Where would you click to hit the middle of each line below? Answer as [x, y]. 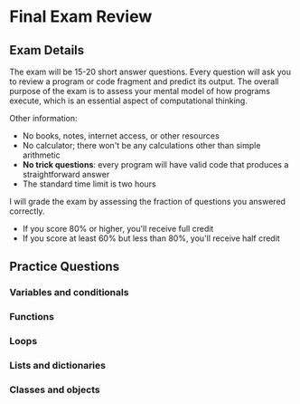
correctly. [27, 211]
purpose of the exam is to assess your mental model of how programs [140, 91]
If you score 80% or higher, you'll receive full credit [118, 229]
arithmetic [41, 155]
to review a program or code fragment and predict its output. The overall [144, 82]
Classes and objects [55, 390]
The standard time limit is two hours [89, 184]
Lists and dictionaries [58, 366]
